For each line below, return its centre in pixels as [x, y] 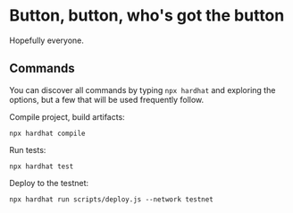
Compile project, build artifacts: [67, 116]
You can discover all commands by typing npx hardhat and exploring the [142, 89]
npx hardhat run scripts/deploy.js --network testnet [112, 199]
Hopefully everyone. [47, 40]
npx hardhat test [42, 166]
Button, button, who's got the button [147, 16]
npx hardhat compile [48, 133]
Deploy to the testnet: [49, 183]
